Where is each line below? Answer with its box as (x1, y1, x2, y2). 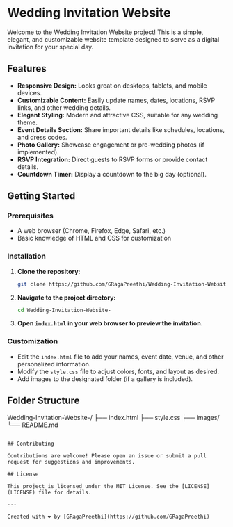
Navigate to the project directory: (17, 293, 116, 302)
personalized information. (17, 359, 91, 368)
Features (7, 63, 47, 74)
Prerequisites (7, 211, 54, 220)
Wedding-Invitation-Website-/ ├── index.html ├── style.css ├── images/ (7, 413, 220, 421)
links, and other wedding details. (17, 103, 111, 112)
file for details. (38, 489, 92, 496)
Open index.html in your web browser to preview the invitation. (17, 319, 203, 327)
